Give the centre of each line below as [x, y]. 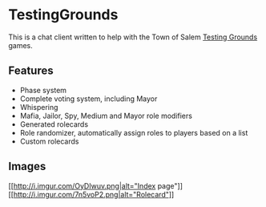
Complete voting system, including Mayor [89, 99]
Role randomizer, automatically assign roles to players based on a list [134, 132]
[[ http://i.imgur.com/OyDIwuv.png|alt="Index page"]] [95, 185]
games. [21, 45]
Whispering [39, 107]
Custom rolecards [49, 141]
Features [31, 71]
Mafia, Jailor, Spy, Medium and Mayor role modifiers [106, 116]
